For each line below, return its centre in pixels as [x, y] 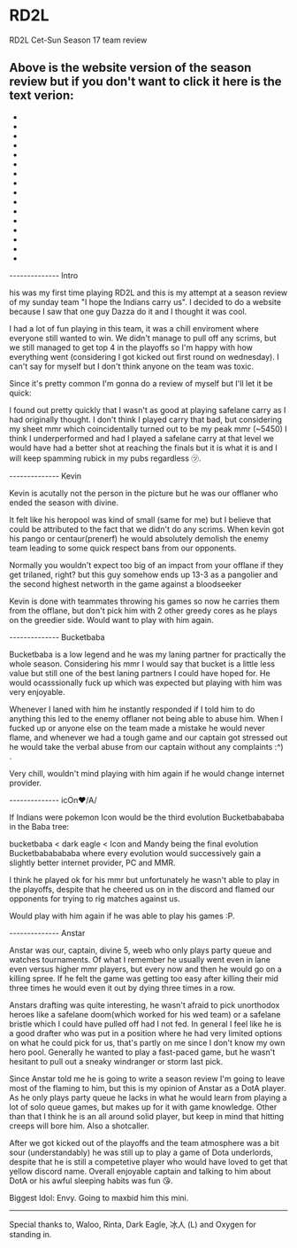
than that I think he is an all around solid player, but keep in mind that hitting [147, 1116]
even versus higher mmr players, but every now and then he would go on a [146, 969]
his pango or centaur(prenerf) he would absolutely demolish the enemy [139, 538]
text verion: [42, 95]
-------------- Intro [44, 275]
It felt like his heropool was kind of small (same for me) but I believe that [140, 519]
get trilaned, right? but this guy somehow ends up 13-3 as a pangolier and [144, 574]
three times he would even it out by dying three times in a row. [122, 987]
